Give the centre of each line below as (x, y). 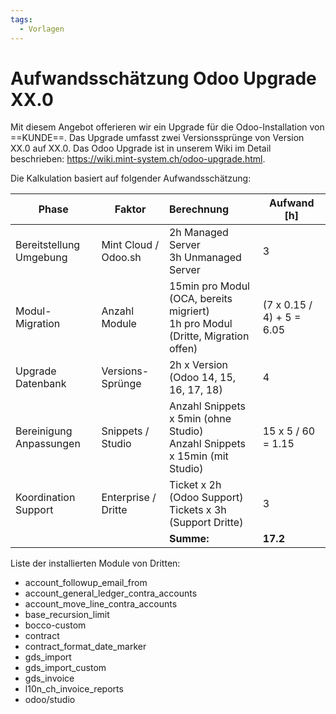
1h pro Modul (200, 324)
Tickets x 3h (197, 510)
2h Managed (198, 233)
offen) (183, 349)
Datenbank (41, 384)
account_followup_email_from (86, 583)
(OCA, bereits (200, 299)
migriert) (189, 311)
